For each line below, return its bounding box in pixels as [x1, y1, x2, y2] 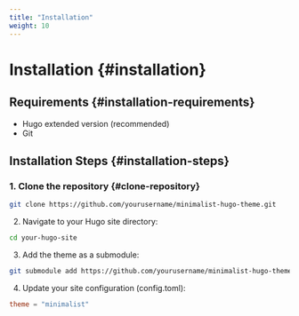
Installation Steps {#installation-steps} [9, 153, 230, 169]
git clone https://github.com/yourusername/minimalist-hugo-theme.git [9, 201, 277, 209]
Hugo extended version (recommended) [21, 118, 170, 129]
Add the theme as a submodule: [21, 249, 140, 260]
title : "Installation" [9, 12, 93, 22]
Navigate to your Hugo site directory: [21, 217, 158, 227]
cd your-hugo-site [9, 233, 77, 242]
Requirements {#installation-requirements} [9, 95, 255, 110]
